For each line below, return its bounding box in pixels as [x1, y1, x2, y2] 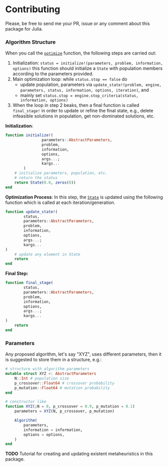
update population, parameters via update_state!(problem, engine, [20, 81, 162, 87]
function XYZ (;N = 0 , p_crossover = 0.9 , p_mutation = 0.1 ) [5, 404, 136, 409]
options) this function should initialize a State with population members [12, 65, 163, 72]
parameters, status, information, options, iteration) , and [20, 87, 149, 93]
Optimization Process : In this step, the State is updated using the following [5, 194, 163, 200]
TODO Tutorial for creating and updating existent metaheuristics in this [5, 451, 153, 457]
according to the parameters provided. [12, 71, 94, 77]
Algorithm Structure [5, 38, 56, 45]
